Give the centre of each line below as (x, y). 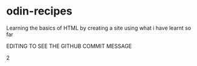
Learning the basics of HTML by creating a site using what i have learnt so (99, 28)
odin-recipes (39, 11)
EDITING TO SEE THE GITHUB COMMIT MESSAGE (69, 46)
